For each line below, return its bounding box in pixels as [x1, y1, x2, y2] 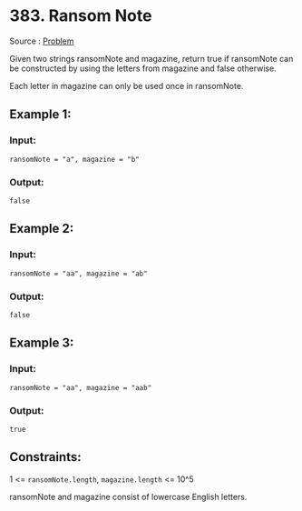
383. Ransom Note [9, 5, 152, 26]
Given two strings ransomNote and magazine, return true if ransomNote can [9, 53, 294, 64]
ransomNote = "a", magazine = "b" [9, 155, 141, 164]
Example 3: [9, 336, 74, 351]
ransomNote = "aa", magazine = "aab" [9, 383, 152, 392]
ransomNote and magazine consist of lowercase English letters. [9, 491, 248, 502]
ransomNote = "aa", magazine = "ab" [9, 269, 148, 278]
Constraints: [9, 449, 82, 465]
